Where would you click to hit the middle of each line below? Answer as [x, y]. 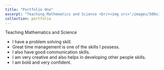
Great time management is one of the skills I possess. [66, 47]
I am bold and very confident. [42, 62]
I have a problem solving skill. [42, 42]
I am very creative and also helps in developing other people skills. [79, 57]
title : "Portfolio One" [29, 9]
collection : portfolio [28, 18]
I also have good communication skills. [51, 52]
